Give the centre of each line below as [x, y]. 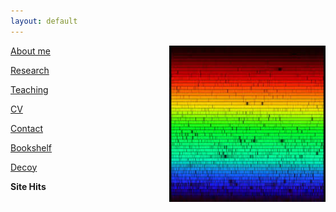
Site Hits [28, 186]
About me [30, 51]
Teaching [29, 89]
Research [30, 70]
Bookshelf [31, 147]
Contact [26, 128]
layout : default [44, 21]
